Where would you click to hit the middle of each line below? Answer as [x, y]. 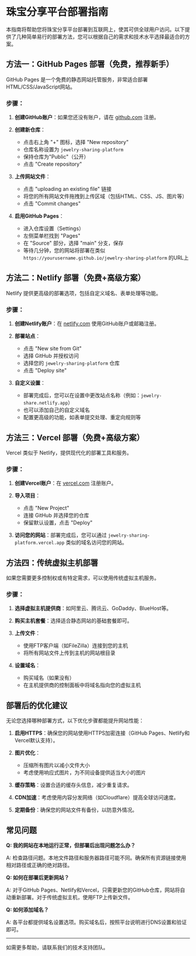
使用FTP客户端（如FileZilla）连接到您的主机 [76, 646]
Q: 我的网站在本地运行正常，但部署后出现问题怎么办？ [71, 845]
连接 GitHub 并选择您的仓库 [56, 515]
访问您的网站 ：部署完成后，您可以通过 [60, 535]
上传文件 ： [27, 633]
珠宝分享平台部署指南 [57, 12]
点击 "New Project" [46, 508]
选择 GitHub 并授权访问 [51, 356]
